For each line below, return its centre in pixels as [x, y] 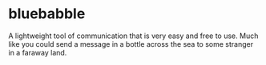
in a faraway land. [38, 52]
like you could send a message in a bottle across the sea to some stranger [131, 44]
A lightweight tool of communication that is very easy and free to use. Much [133, 36]
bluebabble [47, 14]
